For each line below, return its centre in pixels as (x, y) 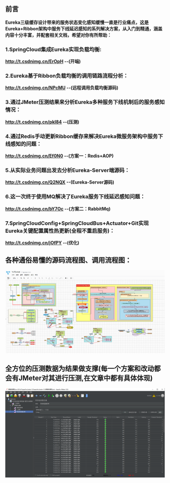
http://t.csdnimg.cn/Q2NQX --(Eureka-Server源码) (60, 182)
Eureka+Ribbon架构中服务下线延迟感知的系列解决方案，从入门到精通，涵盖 (84, 28)
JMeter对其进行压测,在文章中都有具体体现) (86, 378)
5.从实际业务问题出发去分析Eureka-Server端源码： (68, 170)
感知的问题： (26, 144)
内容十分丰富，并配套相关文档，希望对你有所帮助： (58, 35)
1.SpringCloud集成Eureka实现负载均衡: (53, 49)
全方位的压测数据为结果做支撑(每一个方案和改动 (80, 369)
